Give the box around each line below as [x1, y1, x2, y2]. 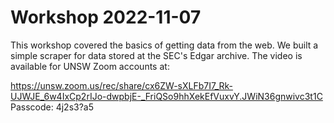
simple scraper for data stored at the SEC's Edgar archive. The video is [10, 49, 303, 61]
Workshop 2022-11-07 [10, 6, 202, 29]
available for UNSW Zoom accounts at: [10, 60, 170, 72]
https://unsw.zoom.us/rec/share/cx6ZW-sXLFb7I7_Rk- [10, 79, 234, 91]
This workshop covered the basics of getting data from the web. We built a [10, 39, 319, 51]
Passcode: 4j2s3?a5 [10, 101, 95, 113]
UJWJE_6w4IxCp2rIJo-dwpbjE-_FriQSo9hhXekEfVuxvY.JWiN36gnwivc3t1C [10, 90, 323, 102]
